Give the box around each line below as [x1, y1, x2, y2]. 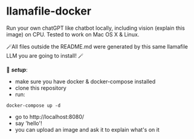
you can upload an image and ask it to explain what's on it [15, 126, 160, 133]
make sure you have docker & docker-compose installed [15, 78, 156, 85]
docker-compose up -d [6, 102, 61, 109]
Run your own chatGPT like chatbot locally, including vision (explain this [6, 24, 186, 32]
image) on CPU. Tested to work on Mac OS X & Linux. [6, 30, 140, 38]
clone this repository [15, 84, 66, 92]
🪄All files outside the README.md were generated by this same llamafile [6, 42, 189, 50]
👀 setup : [6, 66, 28, 73]
